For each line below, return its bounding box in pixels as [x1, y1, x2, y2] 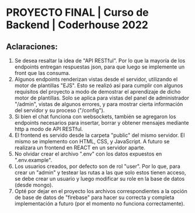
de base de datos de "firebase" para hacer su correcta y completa [14, 194, 175, 201]
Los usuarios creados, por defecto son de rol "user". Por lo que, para [14, 163, 181, 170]
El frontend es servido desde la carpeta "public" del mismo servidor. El [14, 132, 185, 139]
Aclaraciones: [6, 42, 58, 51]
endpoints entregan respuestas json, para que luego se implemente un [14, 63, 185, 70]
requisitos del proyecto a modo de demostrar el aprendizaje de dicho [14, 88, 181, 95]
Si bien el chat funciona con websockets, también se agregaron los [14, 113, 176, 120]
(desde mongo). [14, 181, 54, 188]
